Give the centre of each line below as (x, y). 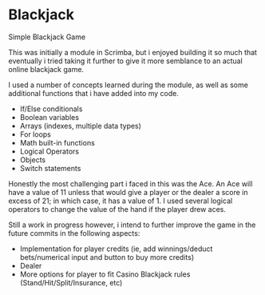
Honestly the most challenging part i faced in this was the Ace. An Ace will (131, 183)
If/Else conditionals (51, 109)
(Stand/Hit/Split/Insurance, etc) (71, 282)
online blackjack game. (46, 69)
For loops (36, 134)
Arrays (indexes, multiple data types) (81, 126)
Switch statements (50, 168)
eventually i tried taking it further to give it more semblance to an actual (126, 61)
